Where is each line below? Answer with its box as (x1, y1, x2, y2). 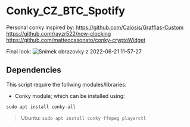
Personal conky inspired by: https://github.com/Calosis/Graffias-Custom (6, 24, 184, 31)
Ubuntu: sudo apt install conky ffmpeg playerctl (20, 114, 147, 121)
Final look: (6, 47, 32, 55)
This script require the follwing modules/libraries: (6, 81, 127, 88)
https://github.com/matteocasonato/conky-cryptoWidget (6, 36, 146, 43)
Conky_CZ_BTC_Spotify (6, 4, 125, 18)
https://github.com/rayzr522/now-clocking (6, 30, 111, 37)
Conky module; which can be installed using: (14, 92, 125, 99)
